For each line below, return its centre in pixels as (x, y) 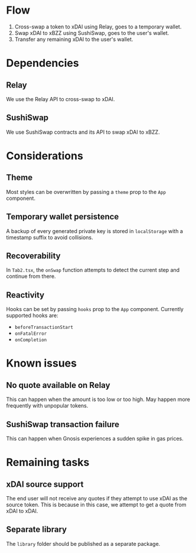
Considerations (45, 156)
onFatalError (31, 334)
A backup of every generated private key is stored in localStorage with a (94, 231)
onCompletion (31, 340)
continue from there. (31, 276)
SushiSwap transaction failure (63, 424)
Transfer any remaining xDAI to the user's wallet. (74, 39)
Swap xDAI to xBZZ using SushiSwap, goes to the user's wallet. (92, 33)
